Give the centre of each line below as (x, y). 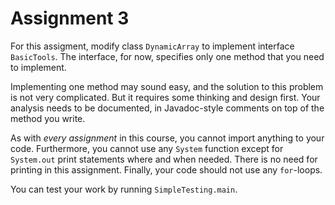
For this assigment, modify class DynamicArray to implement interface (152, 46)
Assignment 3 (70, 18)
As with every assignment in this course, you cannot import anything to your (167, 138)
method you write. (48, 118)
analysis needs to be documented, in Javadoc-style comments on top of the (167, 108)
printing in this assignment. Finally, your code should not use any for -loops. (166, 169)
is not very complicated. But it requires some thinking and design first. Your (165, 97)
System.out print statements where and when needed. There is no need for (164, 159)
